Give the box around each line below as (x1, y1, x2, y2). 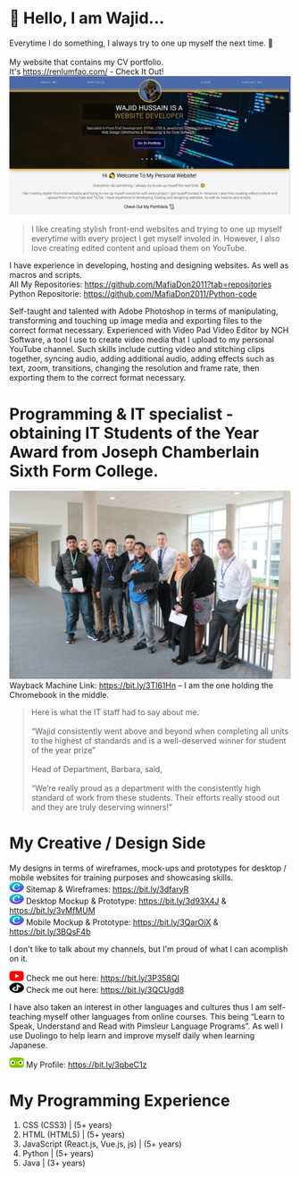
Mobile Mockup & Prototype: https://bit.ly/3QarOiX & (25, 916, 219, 928)
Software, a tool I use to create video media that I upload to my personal (9, 334, 275, 345)
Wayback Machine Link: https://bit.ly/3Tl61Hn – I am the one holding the (9, 679, 274, 691)
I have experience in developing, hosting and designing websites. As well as (9, 260, 289, 271)
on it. (9, 953, 29, 963)
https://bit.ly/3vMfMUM (9, 904, 96, 915)
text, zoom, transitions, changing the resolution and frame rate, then (9, 363, 260, 374)
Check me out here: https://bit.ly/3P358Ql (25, 972, 180, 983)
